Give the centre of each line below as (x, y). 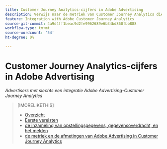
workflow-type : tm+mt (28, 28)
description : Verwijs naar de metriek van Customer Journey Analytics (80, 14)
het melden (36, 130)
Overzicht (35, 115)
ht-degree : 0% (20, 38)
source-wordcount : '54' (30, 33)
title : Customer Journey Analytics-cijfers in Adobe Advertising (74, 10)
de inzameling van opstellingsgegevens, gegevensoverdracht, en (91, 125)
